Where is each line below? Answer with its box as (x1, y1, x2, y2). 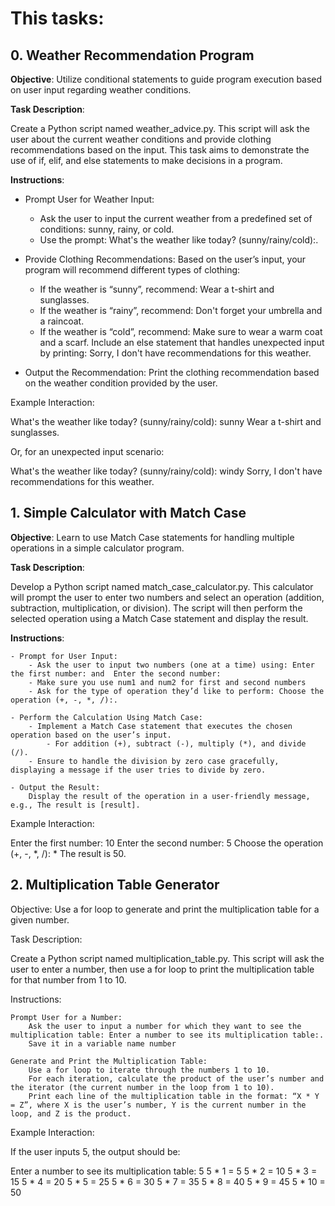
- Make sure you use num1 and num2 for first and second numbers (28, 677, 307, 687)
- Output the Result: (10, 782, 101, 792)
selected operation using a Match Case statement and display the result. (10, 612, 309, 624)
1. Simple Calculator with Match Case (10, 505, 247, 522)
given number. (10, 913, 70, 926)
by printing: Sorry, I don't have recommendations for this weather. (39, 347, 312, 359)
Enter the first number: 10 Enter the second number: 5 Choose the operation (10, 837, 324, 849)
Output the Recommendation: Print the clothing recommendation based (24, 367, 320, 378)
